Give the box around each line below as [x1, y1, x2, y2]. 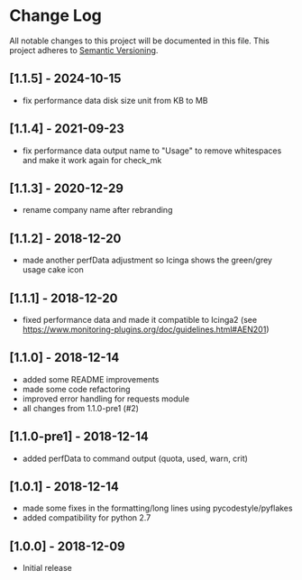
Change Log [9, 5, 102, 26]
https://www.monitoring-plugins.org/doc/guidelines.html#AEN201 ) [22, 324, 270, 335]
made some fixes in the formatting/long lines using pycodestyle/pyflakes [22, 502, 293, 514]
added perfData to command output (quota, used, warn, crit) [22, 453, 248, 464]
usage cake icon [22, 264, 84, 275]
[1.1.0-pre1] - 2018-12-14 [9, 429, 149, 445]
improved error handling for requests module [22, 393, 190, 404]
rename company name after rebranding [22, 205, 173, 216]
